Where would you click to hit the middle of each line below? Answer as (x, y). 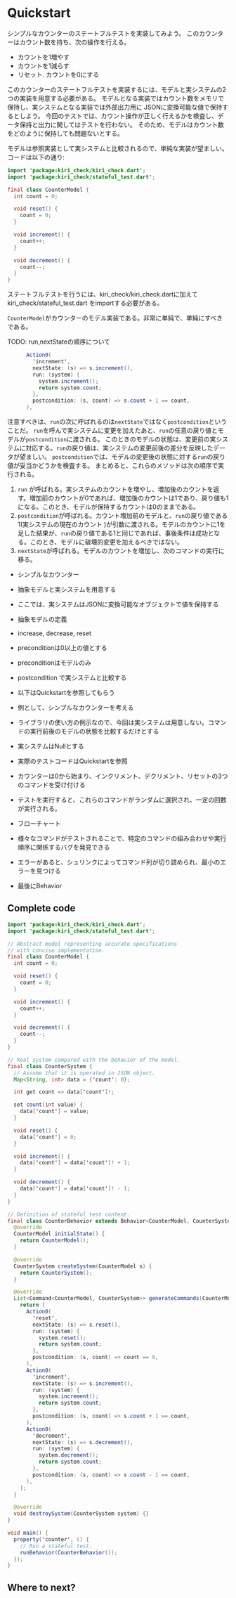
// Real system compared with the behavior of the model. (94, 1060)
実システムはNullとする (51, 746)
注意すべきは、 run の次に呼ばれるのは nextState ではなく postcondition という (117, 422)
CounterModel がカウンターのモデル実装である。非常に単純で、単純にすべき (115, 318)
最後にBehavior (39, 886)
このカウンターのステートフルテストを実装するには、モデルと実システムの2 (117, 89)
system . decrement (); (68, 1455)
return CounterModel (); (55, 1241)
